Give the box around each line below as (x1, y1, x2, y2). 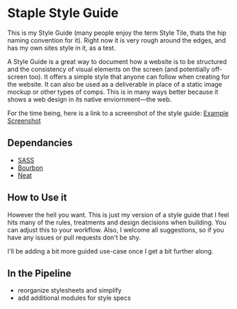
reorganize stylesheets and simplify (17, 286, 122, 295)
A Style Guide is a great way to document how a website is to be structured (7, 57, 227, 65)
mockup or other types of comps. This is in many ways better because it (7, 87, 219, 96)
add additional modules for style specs (17, 293, 131, 303)
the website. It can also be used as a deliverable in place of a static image (7, 80, 223, 88)
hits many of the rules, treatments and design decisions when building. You (7, 218, 226, 227)
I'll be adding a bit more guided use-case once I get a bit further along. (7, 246, 214, 255)
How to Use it (7, 192, 67, 204)
